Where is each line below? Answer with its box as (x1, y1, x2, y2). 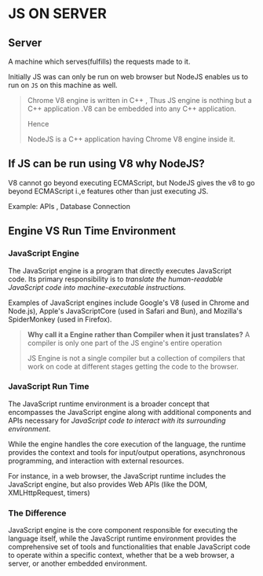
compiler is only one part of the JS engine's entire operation (27, 338, 222, 347)
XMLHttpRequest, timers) (8, 488, 90, 497)
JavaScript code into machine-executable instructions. (8, 282, 186, 292)
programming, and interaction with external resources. (8, 456, 184, 465)
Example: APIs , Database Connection (8, 201, 131, 211)
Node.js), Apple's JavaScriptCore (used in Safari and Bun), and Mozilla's (8, 306, 243, 315)
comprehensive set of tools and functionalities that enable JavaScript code (8, 542, 251, 552)
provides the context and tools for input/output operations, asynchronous (8, 447, 246, 457)
